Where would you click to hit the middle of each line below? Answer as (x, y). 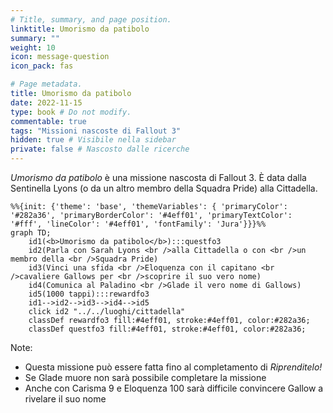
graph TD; (31, 233)
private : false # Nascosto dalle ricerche (100, 149)
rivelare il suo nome (65, 399)
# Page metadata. (46, 84)
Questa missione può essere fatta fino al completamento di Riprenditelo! (173, 367)
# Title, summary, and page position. (91, 19)
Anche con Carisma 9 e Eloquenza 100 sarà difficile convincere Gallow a (174, 388)
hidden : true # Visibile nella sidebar (93, 140)
